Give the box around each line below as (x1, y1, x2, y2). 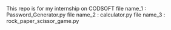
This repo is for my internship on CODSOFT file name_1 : (6, 5, 147, 12)
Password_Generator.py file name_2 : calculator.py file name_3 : (6, 11, 166, 18)
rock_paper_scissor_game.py (6, 18, 79, 24)
